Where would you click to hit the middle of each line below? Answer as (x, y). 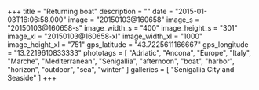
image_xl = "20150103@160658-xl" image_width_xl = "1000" (105, 36)
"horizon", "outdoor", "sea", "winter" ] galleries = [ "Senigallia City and (121, 69)
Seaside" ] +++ (32, 78)
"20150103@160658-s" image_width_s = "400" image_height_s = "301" (122, 28)
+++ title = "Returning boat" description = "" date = (90, 11)
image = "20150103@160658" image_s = (134, 20)
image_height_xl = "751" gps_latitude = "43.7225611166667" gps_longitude (128, 45)
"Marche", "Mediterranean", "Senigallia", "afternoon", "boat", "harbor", (121, 61)
